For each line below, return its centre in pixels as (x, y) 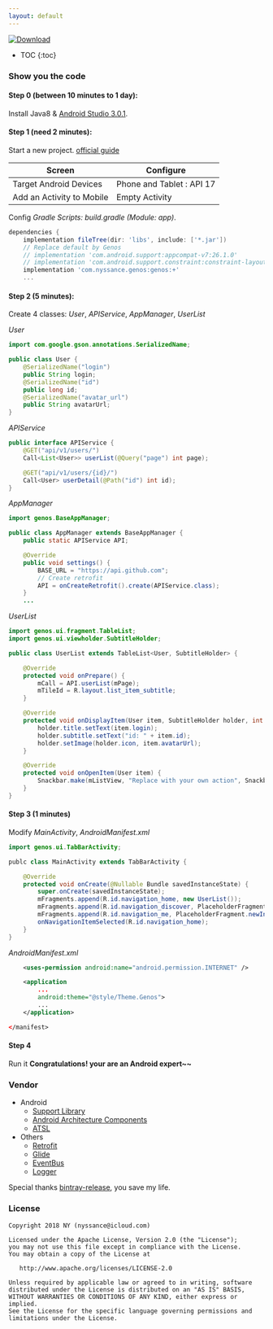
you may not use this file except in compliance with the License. (125, 1247)
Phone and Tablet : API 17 (166, 184)
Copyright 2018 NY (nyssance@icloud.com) (80, 1226)
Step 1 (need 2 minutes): (50, 132)
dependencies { (34, 232)
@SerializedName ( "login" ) (67, 367)
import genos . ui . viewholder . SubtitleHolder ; (85, 639)
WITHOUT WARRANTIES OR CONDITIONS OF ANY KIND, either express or (123, 1296)
